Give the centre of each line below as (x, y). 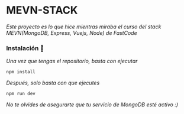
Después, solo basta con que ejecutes (53, 83)
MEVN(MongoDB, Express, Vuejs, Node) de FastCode (72, 32)
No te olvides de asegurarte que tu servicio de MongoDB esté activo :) (92, 105)
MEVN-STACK (42, 10)
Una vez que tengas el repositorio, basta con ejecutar (72, 61)
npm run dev (21, 94)
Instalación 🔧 (25, 48)
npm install (21, 72)
